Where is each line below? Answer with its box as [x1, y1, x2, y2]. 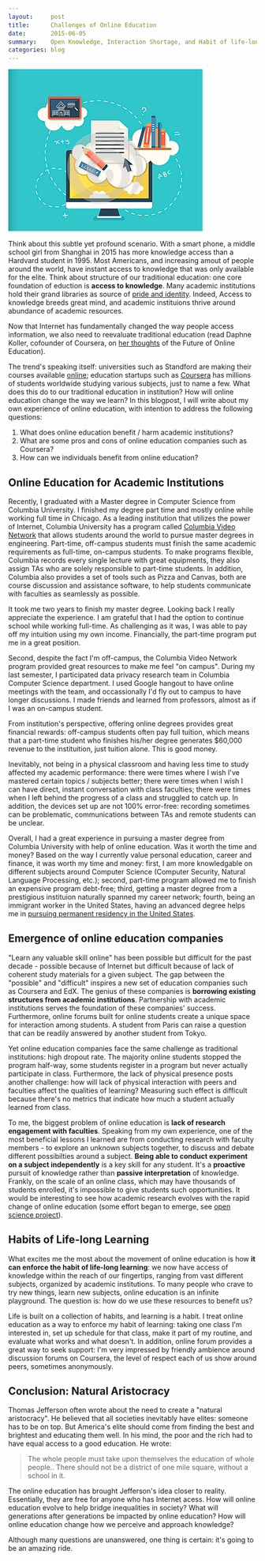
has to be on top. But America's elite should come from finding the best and [8, 1422, 255, 1431]
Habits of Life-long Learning [8, 1233, 150, 1247]
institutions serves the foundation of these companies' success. [8, 1003, 216, 1013]
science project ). [8, 1209, 63, 1220]
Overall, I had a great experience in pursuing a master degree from [8, 833, 225, 843]
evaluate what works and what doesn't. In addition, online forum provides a [8, 1336, 252, 1346]
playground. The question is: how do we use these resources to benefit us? [8, 1296, 253, 1305]
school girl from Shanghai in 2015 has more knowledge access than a [8, 247, 234, 257]
